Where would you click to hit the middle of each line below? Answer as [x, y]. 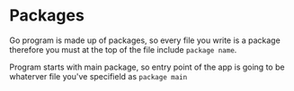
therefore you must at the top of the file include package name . [123, 49]
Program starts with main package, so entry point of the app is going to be [147, 67]
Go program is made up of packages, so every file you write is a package [145, 40]
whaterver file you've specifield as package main [98, 76]
